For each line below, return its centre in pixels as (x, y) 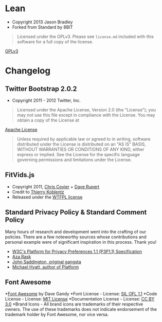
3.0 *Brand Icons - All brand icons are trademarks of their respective (74, 304)
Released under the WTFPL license (47, 197)
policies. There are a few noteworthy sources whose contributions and (76, 237)
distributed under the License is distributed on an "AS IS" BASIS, (81, 144)
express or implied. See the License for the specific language (78, 154)
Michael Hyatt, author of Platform (45, 267)
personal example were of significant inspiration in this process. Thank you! (81, 242)
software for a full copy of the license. (55, 41)
